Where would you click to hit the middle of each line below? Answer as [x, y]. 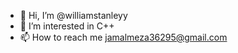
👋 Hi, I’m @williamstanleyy [73, 15]
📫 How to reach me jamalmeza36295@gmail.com [123, 37]
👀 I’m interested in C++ [67, 26]
